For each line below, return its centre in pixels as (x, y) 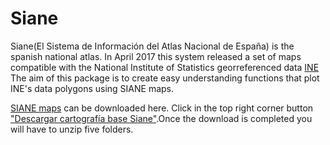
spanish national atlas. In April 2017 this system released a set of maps (156, 56)
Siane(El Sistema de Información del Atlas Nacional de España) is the (152, 46)
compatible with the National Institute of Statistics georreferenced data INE (165, 67)
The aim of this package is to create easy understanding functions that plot (165, 78)
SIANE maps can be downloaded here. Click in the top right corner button (162, 108)
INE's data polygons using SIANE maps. (92, 88)
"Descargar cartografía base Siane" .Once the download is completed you (161, 118)
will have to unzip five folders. (72, 129)
